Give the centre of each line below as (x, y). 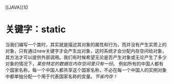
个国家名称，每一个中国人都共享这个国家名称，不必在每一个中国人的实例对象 (86, 70)
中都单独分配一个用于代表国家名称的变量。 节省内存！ (61, 76)
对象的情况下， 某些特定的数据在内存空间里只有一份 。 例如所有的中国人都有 (84, 64)
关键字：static (36, 30)
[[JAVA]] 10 (17, 7)
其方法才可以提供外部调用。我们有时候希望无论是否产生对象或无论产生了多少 (86, 57)
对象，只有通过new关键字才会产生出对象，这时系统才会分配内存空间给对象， (86, 51)
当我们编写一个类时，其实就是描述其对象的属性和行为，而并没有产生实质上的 (86, 44)
